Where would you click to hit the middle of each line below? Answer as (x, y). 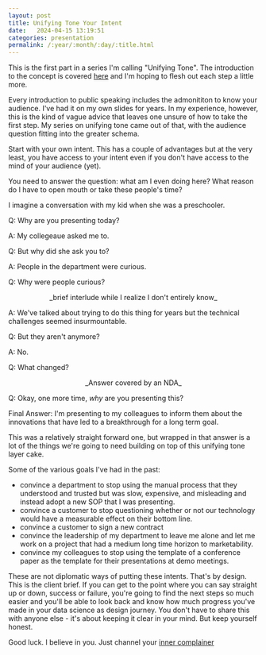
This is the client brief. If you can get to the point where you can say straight (133, 585)
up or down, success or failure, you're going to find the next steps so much (131, 593)
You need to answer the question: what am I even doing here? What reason (131, 181)
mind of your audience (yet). (55, 166)
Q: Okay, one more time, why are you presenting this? (96, 399)
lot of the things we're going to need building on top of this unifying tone (127, 446)
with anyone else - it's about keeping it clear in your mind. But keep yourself (133, 618)
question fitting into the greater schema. (74, 134)
